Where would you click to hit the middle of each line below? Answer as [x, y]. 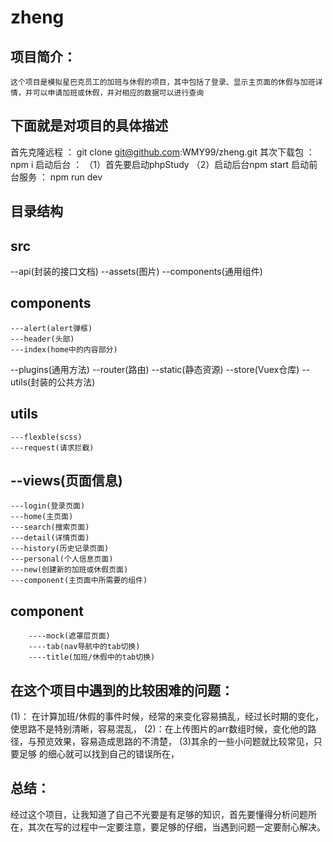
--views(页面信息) [66, 481]
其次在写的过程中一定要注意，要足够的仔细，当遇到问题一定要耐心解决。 [176, 827]
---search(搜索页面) [50, 527]
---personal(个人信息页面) [62, 559]
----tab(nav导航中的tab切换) [84, 647]
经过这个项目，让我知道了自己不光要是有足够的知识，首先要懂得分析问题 [159, 814]
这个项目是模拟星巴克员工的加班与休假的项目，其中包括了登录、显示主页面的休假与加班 [163, 82]
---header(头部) [42, 339]
